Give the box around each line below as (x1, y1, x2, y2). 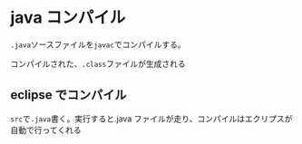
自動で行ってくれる (10, 124, 82, 135)
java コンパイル (10, 7, 126, 28)
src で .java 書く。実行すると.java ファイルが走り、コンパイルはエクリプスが (10, 113, 293, 124)
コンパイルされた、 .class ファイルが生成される (10, 58, 186, 69)
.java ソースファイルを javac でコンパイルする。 (10, 39, 186, 50)
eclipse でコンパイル (10, 87, 127, 103)
